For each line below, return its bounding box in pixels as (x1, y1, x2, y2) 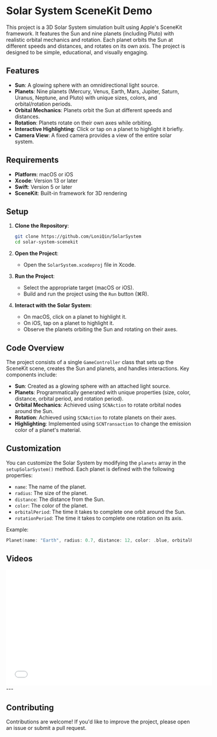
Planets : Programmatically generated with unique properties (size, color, (14, 388, 191, 396)
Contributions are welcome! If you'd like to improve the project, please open (6, 718, 190, 725)
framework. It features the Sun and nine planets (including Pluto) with (6, 30, 175, 37)
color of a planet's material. (14, 426, 81, 433)
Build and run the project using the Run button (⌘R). (23, 290, 149, 297)
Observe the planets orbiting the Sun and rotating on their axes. (23, 326, 178, 333)
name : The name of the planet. (14, 483, 86, 490)
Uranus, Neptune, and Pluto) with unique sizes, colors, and (14, 94, 158, 101)
